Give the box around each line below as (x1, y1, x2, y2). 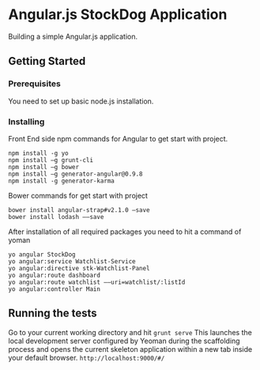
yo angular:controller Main (8, 285, 101, 293)
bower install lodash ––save (8, 213, 104, 221)
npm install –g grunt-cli (8, 156, 93, 164)
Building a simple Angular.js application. (8, 32, 138, 41)
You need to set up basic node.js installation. (8, 96, 154, 106)
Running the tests (8, 307, 97, 320)
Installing (8, 116, 45, 127)
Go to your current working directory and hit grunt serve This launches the (8, 327, 253, 337)
